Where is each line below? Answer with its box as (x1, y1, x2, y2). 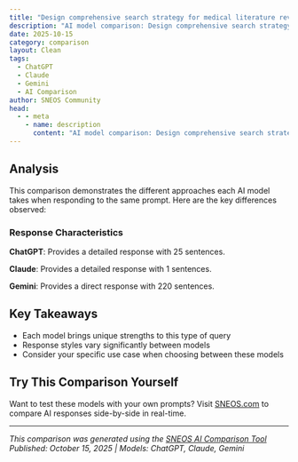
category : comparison (9, 37, 90, 47)
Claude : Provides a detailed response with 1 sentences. (9, 263, 212, 274)
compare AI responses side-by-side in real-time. (9, 408, 186, 418)
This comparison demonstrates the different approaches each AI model (9, 185, 271, 195)
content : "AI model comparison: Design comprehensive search (32, 129, 264, 138)
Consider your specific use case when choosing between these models (21, 348, 284, 360)
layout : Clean (9, 46, 62, 55)
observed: (9, 203, 47, 214)
